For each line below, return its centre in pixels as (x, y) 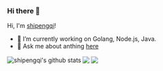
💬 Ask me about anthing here (58, 46)
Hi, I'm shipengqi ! (32, 26)
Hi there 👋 (24, 11)
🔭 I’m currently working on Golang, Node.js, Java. (87, 39)
